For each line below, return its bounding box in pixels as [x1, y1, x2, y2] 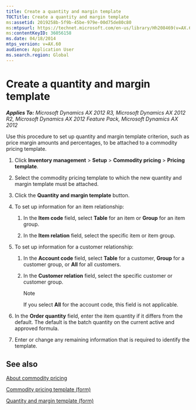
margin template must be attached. [14, 180, 99, 187]
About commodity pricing [6, 375, 67, 382]
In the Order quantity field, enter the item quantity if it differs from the [14, 312, 183, 319]
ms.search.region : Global [6, 52, 69, 58]
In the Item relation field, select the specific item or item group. [23, 232, 176, 239]
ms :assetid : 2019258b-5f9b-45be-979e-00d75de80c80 [6, 19, 132, 25]
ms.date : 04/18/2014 [6, 36, 57, 42]
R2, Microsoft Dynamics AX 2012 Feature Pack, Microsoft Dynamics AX [6, 115, 178, 122]
